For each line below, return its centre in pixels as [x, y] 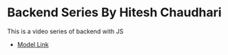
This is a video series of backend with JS [65, 31]
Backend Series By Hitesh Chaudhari [114, 13]
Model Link [33, 44]
